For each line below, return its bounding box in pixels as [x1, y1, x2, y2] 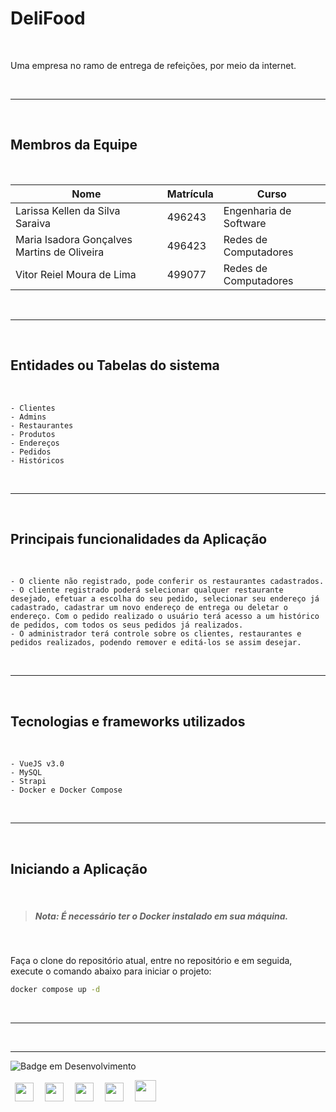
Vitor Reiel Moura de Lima [15, 267, 137, 281]
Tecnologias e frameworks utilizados [10, 713, 246, 730]
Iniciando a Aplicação [10, 860, 148, 877]
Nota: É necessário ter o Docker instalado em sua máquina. [34, 910, 289, 922]
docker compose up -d [10, 984, 101, 994]
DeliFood [10, 7, 86, 30]
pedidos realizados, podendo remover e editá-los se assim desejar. [10, 638, 302, 648]
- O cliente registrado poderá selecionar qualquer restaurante [10, 585, 284, 596]
